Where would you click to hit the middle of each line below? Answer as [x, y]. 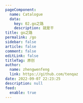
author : [13, 65]
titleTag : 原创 [20, 60]
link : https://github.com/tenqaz [44, 74]
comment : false [21, 51]
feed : [11, 88]
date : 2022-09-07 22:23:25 [33, 79]
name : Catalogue [26, 14]
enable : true [23, 93]
